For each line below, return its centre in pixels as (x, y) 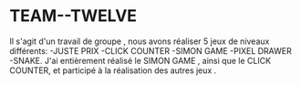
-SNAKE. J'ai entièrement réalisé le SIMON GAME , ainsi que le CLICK (140, 60)
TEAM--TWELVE (73, 16)
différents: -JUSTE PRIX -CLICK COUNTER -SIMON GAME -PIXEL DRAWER (150, 50)
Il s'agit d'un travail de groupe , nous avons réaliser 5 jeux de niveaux (140, 41)
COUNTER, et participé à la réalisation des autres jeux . (113, 70)
